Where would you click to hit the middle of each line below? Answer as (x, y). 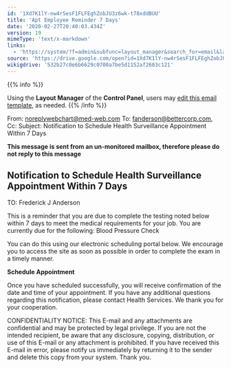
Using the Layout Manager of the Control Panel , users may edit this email (112, 98)
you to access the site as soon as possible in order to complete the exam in (114, 252)
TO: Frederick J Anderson (44, 203)
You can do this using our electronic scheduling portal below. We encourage (115, 244)
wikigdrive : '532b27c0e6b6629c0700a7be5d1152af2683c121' (90, 65)
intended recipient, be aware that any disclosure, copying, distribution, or (111, 336)
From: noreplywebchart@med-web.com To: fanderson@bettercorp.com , (110, 119)
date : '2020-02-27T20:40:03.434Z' (57, 26)
